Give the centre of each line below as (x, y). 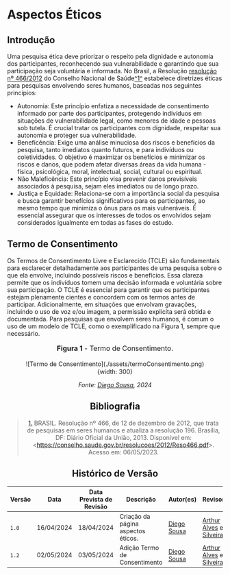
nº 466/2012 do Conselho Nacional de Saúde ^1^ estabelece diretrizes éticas (115, 78)
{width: (107, 371)
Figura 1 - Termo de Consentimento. (115, 348)
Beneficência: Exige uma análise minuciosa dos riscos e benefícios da (116, 143)
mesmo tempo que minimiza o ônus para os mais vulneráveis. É (107, 208)
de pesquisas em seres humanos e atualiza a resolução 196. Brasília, (124, 430)
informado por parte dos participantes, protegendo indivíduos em (109, 113)
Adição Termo (139, 548)
